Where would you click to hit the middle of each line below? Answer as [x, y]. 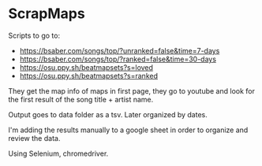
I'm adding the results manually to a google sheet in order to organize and [128, 130]
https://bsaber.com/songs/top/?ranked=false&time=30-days [118, 59]
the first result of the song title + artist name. [81, 99]
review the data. [34, 138]
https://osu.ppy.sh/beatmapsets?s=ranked [88, 76]
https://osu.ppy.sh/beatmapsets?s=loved [86, 67]
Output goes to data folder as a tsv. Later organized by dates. [108, 114]
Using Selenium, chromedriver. [58, 153]
